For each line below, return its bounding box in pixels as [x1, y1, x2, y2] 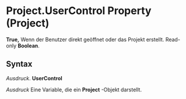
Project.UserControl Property [6, 4, 152, 18]
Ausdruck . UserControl [6, 74, 62, 81]
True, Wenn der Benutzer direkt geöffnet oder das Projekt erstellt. [6, 36, 164, 43]
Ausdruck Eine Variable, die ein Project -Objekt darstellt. [6, 86, 142, 93]
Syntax [6, 59, 33, 69]
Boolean [17, 42, 38, 49]
